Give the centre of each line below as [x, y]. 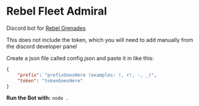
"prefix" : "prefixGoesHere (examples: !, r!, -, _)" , [87, 75]
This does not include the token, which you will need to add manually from [100, 40]
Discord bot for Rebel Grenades [46, 28]
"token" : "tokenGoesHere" [50, 80]
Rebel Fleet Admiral [57, 11]
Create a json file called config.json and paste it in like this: [80, 58]
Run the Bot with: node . [38, 98]
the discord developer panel [42, 46]
